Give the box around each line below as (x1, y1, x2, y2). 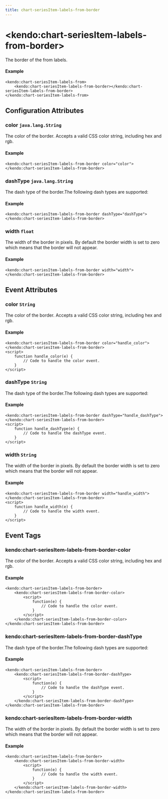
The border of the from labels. (5, 57, 68, 63)
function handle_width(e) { (14, 504, 73, 509)
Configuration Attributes (5, 107, 84, 115)
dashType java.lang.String (5, 177, 73, 185)
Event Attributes (5, 286, 58, 294)
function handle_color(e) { (14, 353, 73, 359)
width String (5, 451, 37, 458)
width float (5, 228, 34, 235)
